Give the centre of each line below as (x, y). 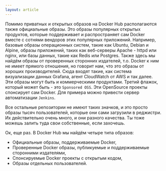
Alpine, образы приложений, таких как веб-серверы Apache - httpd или (81, 50)
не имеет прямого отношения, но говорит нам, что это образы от (75, 66)
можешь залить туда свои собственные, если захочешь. (65, 123)
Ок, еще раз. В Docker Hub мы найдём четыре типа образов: (70, 132)
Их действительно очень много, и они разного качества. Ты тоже (75, 117)
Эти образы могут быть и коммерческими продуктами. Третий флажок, (82, 82)
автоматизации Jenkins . (30, 98)
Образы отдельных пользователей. (50, 163)
